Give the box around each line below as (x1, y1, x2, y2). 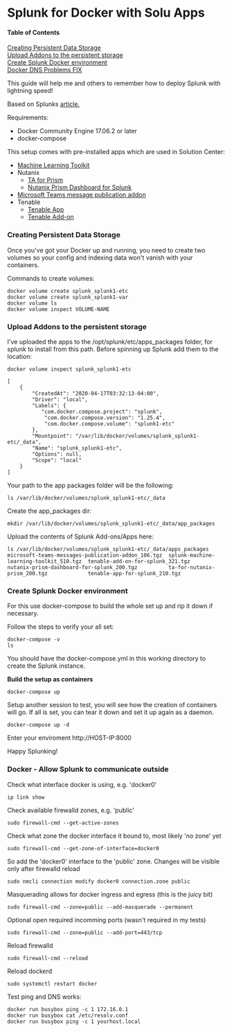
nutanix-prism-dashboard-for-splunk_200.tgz (7, 564, 138, 570)
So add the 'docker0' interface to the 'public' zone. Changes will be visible (7, 857, 220, 865)
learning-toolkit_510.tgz (7, 557, 82, 565)
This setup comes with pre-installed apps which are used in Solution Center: (7, 148, 225, 156)
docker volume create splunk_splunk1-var (7, 294, 129, 301)
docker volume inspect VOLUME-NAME (7, 305, 110, 313)
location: (7, 352, 33, 360)
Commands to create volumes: (7, 274, 95, 282)
